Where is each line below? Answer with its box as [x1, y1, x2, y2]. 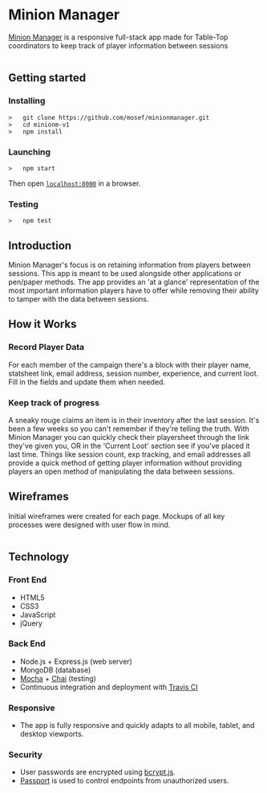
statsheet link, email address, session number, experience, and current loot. [8, 368, 259, 378]
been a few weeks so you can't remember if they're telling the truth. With [8, 424, 250, 433]
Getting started [8, 71, 87, 85]
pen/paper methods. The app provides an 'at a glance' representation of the [8, 277, 260, 287]
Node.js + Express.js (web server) [19, 656, 132, 666]
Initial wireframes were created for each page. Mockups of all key [8, 511, 225, 520]
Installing [8, 95, 46, 106]
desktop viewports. [19, 729, 84, 739]
